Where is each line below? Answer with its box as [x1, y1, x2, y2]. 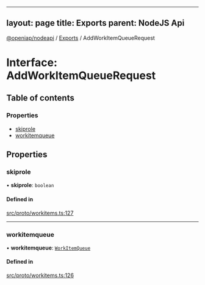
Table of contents [6, 93, 74, 103]
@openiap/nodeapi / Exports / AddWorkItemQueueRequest [6, 34, 156, 42]
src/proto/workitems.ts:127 [6, 209, 74, 217]
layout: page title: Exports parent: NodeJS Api [6, 18, 185, 28]
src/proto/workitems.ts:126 [6, 272, 74, 279]
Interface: [6, 56, 58, 69]
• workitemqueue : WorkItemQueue [6, 244, 91, 251]
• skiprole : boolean [6, 182, 54, 189]
